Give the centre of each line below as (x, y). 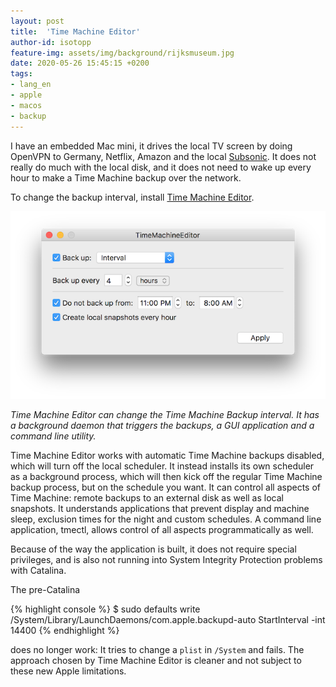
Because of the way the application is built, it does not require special (153, 549)
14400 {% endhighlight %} (65, 631)
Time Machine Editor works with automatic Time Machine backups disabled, (167, 456)
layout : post (37, 21)
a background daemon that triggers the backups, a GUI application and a (162, 426)
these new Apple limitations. (68, 671)
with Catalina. (38, 571)
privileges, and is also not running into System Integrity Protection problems (166, 560)
